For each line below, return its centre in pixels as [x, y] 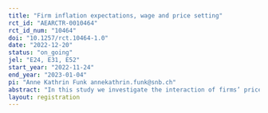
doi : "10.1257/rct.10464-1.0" [59, 38]
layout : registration [44, 97]
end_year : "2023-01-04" [48, 75]
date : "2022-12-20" [41, 45]
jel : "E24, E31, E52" [44, 60]
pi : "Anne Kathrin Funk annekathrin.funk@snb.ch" [93, 82]
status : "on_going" [41, 53]
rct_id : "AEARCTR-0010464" [53, 23]
